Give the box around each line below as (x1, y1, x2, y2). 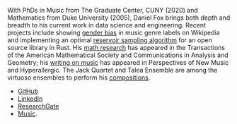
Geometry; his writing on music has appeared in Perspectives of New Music (7, 58, 229, 66)
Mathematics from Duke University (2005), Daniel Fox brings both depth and (7, 13, 231, 22)
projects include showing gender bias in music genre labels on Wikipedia (7, 28, 221, 37)
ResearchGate (17, 102, 59, 110)
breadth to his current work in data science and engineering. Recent (7, 21, 207, 29)
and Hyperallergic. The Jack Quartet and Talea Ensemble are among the (7, 66, 218, 74)
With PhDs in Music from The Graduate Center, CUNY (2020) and (7, 6, 198, 14)
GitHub (17, 87, 39, 95)
